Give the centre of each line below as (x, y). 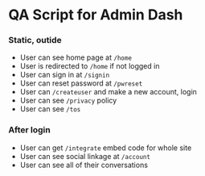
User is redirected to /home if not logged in (90, 66)
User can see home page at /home (76, 57)
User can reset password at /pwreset (81, 83)
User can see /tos (50, 109)
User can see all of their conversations (84, 165)
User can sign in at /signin (65, 75)
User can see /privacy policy (68, 101)
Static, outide (35, 40)
